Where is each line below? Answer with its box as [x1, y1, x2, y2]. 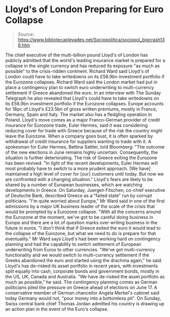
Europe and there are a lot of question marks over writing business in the [5, 219, 158, 225]
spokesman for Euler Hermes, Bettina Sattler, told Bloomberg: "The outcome [5, 143, 165, 150]
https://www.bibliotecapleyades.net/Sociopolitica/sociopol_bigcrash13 [17, 37, 165, 43]
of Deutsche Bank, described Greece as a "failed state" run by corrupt [5, 192, 152, 198]
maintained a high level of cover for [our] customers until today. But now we [5, 170, 164, 177]
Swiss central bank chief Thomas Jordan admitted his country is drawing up [5, 300, 165, 306]
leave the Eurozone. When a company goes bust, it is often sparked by [5, 133, 153, 139]
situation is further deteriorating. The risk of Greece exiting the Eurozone [5, 154, 157, 161]
